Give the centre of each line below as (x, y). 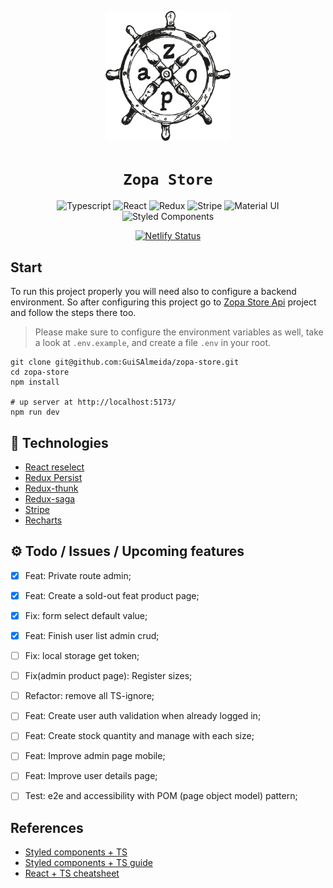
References (47, 827)
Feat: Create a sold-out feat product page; (112, 595)
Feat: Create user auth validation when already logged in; (143, 716)
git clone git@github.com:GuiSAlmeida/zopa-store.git (125, 362)
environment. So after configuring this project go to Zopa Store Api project (163, 302)
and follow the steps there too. (73, 313)
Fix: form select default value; (86, 615)
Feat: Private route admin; (78, 575)
